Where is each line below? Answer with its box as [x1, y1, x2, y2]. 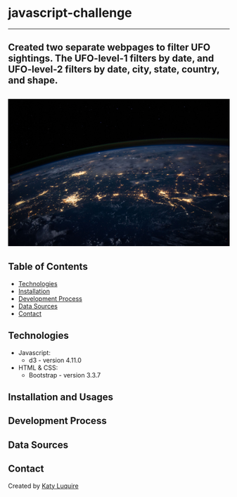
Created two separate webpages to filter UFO [8, 41, 210, 53]
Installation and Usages [8, 391, 113, 403]
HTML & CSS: [18, 363, 58, 372]
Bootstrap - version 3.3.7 [28, 370, 101, 379]
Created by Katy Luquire [8, 482, 79, 490]
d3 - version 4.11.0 [28, 356, 82, 364]
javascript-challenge [8, 5, 132, 21]
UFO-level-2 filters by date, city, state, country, [8, 63, 220, 75]
